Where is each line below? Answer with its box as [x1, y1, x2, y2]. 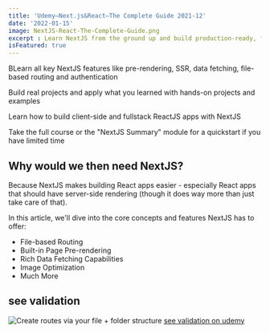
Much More [19, 270, 59, 281]
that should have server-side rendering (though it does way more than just [8, 189, 255, 198]
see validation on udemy [163, 315, 245, 325]
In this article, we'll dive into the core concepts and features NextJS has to [8, 213, 255, 222]
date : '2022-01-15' [8, 19, 74, 27]
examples [8, 96, 41, 106]
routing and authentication [31, 72, 118, 82]
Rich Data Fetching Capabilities [19, 254, 124, 263]
